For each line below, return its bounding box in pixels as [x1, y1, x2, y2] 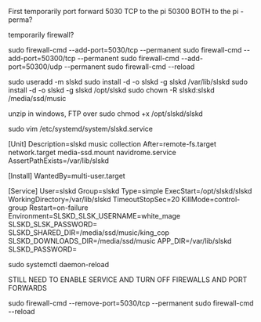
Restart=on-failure [28, 203, 89, 212]
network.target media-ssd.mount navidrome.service [8, 148, 176, 157]
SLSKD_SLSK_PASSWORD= [8, 219, 98, 229]
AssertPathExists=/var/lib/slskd [8, 156, 110, 165]
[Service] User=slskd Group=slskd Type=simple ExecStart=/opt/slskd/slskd [8, 186, 252, 195]
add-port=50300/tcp [8, 54, 76, 63]
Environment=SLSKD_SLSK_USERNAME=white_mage [8, 212, 181, 220]
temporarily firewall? [8, 31, 74, 39]
